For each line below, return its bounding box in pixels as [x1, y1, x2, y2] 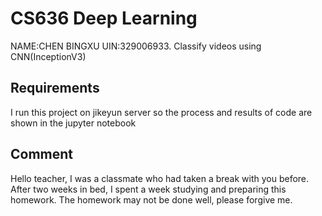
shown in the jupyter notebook [10, 117, 137, 129]
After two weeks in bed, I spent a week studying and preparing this [10, 183, 287, 195]
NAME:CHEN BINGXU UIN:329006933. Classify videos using [10, 40, 262, 52]
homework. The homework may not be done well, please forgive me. [10, 193, 293, 206]
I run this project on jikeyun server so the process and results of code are [10, 106, 313, 118]
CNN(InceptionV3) [10, 50, 87, 62]
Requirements [10, 80, 100, 97]
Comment [10, 146, 74, 163]
